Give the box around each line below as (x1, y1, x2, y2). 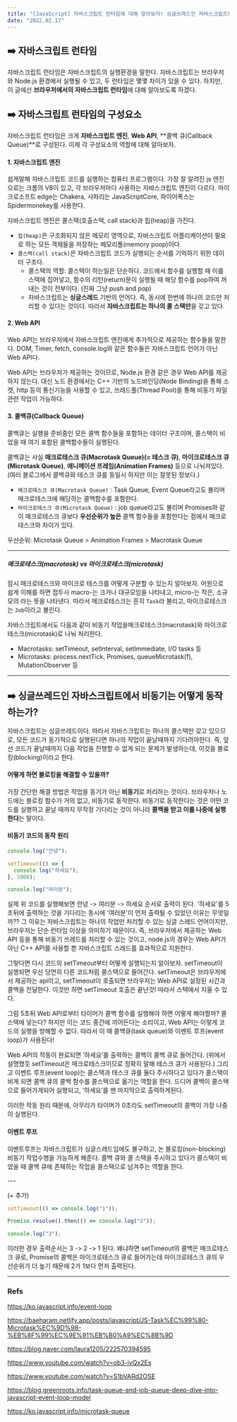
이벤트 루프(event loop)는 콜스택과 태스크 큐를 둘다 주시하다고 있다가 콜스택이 (14, 1068, 229, 1077)
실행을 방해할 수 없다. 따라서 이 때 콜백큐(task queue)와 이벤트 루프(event (20, 1027, 224, 1036)
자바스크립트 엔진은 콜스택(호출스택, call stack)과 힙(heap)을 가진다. (7, 216, 196, 225)
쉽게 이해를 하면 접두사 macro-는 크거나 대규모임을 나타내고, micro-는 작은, (7, 588, 215, 596)
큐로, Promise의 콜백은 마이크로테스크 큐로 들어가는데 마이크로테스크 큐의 (14, 1253, 217, 1262)
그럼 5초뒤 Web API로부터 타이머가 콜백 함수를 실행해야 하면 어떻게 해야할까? (7, 1009, 220, 1018)
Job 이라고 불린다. (14, 605, 62, 614)
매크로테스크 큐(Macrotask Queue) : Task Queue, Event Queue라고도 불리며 (17, 485, 226, 494)
